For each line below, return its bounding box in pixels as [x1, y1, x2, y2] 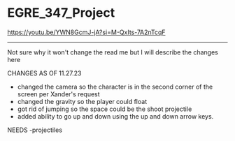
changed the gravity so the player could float [17, 97, 148, 105]
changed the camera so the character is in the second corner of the [17, 82, 213, 91]
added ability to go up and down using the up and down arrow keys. [17, 112, 214, 120]
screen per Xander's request [17, 89, 100, 98]
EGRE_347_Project [7, 5, 115, 21]
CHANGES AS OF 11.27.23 [7, 68, 82, 77]
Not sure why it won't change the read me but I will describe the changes [7, 47, 218, 57]
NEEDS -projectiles [7, 126, 63, 134]
